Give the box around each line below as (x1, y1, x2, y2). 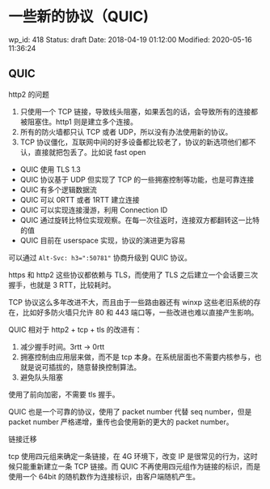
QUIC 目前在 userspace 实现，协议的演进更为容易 (19, 235, 186, 245)
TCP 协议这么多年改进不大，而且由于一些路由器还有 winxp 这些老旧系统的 (8, 297, 254, 307)
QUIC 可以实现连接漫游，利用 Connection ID (19, 204, 168, 215)
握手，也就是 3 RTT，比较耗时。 (8, 280, 116, 290)
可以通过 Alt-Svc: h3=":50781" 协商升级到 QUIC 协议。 (8, 252, 192, 262)
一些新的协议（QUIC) (8, 7, 150, 26)
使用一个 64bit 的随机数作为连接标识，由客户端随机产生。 (8, 471, 200, 481)
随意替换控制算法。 (76, 362, 141, 371)
